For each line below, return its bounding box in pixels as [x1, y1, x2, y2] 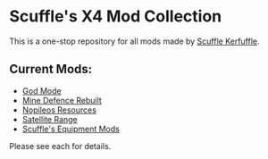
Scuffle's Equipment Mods [21, 123, 121, 134]
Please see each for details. [9, 140, 112, 151]
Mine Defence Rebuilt [21, 95, 103, 105]
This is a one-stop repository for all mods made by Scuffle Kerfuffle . [9, 36, 261, 46]
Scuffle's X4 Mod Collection [9, 6, 222, 27]
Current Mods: [9, 62, 93, 77]
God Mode [21, 85, 62, 96]
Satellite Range [21, 113, 78, 124]
